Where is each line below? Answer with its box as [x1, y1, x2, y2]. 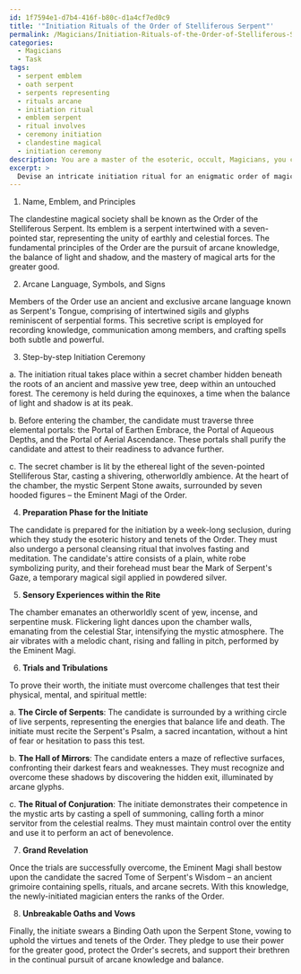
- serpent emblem [17, 72, 82, 81]
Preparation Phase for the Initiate [21, 507, 149, 518]
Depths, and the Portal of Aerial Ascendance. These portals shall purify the [9, 434, 287, 445]
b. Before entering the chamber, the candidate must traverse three [9, 415, 254, 426]
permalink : [9, 30, 50, 39]
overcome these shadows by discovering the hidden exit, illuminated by [9, 772, 274, 783]
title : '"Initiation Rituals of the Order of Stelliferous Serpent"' [9, 22, 275, 31]
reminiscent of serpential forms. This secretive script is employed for [9, 315, 264, 326]
